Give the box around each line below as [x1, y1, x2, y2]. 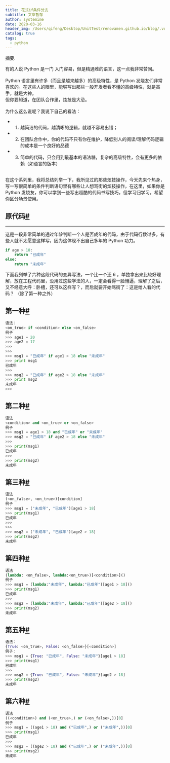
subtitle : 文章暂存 [5, 12, 44, 17]
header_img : [5, 26, 30, 31]
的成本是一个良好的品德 [20, 142, 69, 149]
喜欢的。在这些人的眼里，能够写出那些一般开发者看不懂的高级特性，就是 [5, 84, 156, 90]
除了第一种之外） [19, 290, 56, 297]
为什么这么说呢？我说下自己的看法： [5, 108, 81, 114]
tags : [5, 36, 17, 41]
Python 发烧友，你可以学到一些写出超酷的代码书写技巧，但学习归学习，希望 [5, 189, 163, 195]
